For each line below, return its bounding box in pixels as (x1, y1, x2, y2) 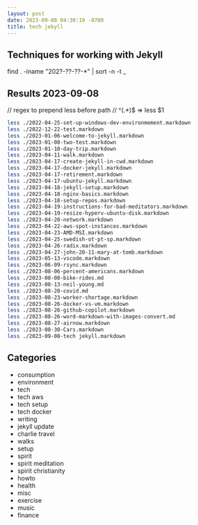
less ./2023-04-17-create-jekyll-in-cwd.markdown (7, 158, 154, 165)
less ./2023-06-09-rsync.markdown (7, 261, 108, 268)
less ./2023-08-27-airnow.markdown (7, 320, 110, 327)
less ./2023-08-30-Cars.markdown (7, 326, 104, 333)
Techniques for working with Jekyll (7, 49, 163, 60)
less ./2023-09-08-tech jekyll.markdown (7, 332, 126, 339)
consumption (17, 370, 56, 379)
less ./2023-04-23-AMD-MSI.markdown (7, 229, 113, 236)
